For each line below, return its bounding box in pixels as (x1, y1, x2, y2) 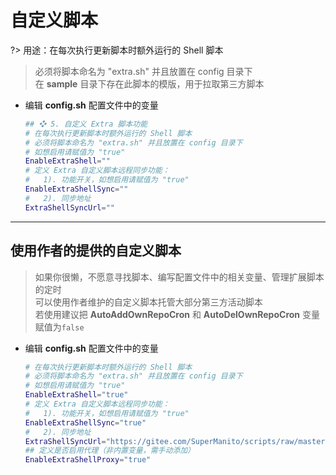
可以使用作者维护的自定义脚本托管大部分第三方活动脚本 (34, 296, 263, 308)
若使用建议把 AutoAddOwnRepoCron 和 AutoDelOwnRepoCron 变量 (34, 308, 320, 320)
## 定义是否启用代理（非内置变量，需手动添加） (24, 446, 195, 456)
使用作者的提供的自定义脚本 (10, 242, 182, 260)
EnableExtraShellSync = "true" (24, 417, 147, 428)
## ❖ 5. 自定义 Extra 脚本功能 (24, 119, 148, 129)
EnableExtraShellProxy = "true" (24, 455, 152, 465)
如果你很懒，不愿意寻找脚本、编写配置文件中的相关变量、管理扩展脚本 (34, 271, 325, 283)
